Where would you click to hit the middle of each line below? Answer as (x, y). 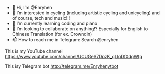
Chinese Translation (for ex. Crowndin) (52, 34)
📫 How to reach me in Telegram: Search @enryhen (65, 39)
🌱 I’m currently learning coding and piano (55, 23)
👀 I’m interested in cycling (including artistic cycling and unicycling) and (86, 13)
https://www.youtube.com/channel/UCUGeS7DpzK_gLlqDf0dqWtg (74, 56)
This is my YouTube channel (34, 51)
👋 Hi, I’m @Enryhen (32, 8)
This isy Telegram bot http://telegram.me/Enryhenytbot (62, 66)
